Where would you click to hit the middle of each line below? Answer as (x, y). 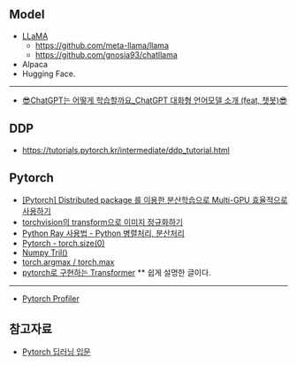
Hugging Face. (49, 74)
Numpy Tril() (45, 253)
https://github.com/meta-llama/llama (102, 45)
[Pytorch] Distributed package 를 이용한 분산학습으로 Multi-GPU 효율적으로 (155, 200)
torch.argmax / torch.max (68, 262)
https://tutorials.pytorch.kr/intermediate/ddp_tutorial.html (126, 150)
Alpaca (35, 64)
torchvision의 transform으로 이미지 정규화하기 (103, 222)
